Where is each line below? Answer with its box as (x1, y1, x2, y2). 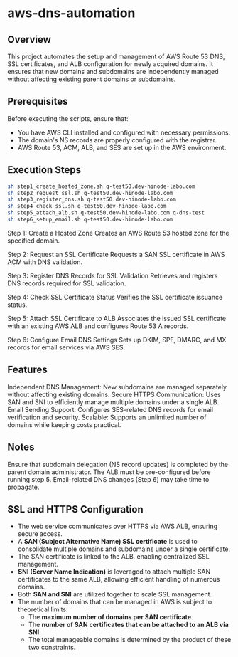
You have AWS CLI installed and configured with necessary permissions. (17, 128, 231, 137)
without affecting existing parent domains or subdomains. (7, 75, 176, 83)
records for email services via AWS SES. (7, 343, 126, 352)
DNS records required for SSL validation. (7, 279, 126, 288)
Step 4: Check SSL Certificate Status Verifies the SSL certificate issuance (7, 293, 223, 301)
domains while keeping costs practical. (7, 420, 121, 429)
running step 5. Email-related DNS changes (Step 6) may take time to (7, 475, 210, 483)
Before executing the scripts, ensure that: (7, 114, 129, 122)
